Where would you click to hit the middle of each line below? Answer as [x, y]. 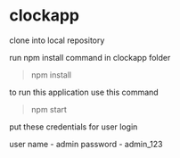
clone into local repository [57, 40]
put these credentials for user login [74, 127]
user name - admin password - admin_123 [86, 144]
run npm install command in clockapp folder [90, 57]
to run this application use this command [84, 92]
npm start [49, 109]
